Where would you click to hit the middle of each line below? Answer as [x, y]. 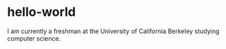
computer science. [34, 38]
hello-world [42, 12]
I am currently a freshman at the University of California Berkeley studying [113, 31]
